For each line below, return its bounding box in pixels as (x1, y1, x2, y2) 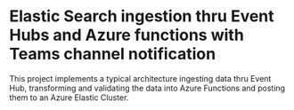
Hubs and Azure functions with (9, 25, 245, 45)
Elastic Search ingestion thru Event (9, 6, 274, 27)
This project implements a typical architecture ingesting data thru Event (9, 73, 272, 83)
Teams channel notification (9, 44, 216, 64)
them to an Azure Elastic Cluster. (9, 91, 129, 103)
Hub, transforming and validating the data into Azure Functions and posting (9, 82, 286, 93)
